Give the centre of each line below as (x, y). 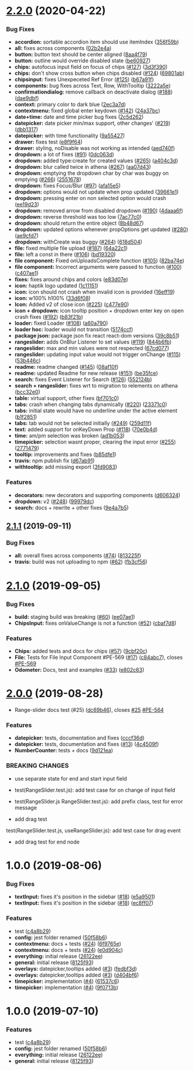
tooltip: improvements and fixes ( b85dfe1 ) (65, 455)
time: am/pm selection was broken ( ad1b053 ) (69, 436)
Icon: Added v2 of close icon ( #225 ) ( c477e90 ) (72, 305)
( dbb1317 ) (26, 129)
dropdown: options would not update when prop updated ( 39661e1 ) (96, 192)
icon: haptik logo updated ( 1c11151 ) (56, 286)
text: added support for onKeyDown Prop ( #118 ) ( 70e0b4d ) (86, 429)
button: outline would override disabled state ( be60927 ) (83, 61)
